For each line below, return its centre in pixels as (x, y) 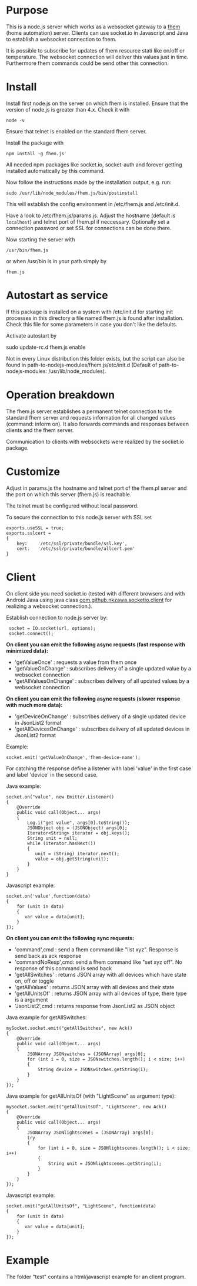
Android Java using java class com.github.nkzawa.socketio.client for (89, 600)
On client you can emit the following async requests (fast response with (96, 644)
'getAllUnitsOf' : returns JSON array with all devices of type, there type (101, 993)
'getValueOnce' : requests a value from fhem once (76, 662)
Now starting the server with (41, 239)
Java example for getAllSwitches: (46, 1017)
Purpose (27, 10)
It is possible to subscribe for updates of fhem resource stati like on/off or (96, 50)
